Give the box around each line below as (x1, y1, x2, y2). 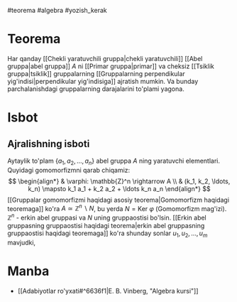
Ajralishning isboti (7, 138, 90, 150)
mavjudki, (7, 238, 36, 247)
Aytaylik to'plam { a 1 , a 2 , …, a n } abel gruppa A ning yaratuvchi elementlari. (7, 156, 221, 166)
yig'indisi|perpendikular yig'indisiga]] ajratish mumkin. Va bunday (7, 77, 199, 85)
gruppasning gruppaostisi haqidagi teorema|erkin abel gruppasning (7, 222, 205, 230)
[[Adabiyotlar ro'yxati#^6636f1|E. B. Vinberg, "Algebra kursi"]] (17, 286, 199, 295)
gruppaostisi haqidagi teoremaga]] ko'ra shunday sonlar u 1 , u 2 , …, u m (7, 229, 208, 239)
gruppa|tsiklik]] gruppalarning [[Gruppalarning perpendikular (7, 69, 186, 77)
